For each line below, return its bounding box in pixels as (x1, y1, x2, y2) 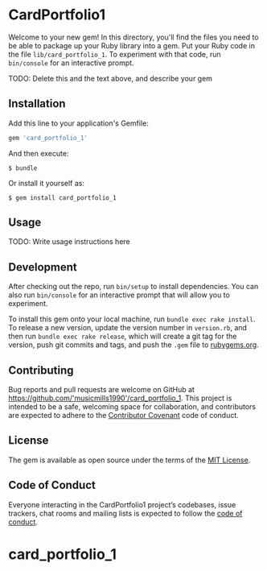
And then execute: (8, 148, 69, 158)
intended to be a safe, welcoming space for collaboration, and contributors (8, 402, 256, 412)
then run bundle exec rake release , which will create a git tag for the (8, 332, 237, 341)
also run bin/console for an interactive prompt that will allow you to (8, 290, 231, 300)
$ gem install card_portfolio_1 (8, 193, 117, 202)
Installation (8, 97, 66, 110)
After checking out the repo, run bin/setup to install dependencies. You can (8, 282, 259, 292)
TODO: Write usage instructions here (8, 237, 130, 246)
